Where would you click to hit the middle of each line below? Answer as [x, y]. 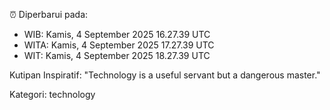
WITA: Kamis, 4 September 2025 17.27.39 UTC [119, 45]
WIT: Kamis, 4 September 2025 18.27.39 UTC [117, 55]
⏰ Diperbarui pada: [49, 14]
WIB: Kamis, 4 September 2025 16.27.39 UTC [117, 34]
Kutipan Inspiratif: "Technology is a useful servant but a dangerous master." [165, 75]
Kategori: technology [52, 94]
